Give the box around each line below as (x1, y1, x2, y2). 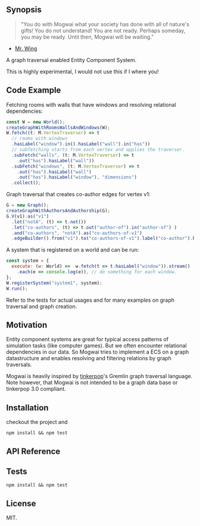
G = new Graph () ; (6, 202, 49, 208)
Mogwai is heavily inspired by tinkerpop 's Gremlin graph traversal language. (6, 373, 193, 380)
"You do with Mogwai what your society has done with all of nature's (20, 20, 189, 27)
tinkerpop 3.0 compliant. (6, 385, 67, 392)
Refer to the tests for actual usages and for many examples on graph (6, 296, 174, 304)
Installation (6, 403, 49, 413)
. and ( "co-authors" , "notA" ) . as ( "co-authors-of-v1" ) (11, 230, 143, 236)
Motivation (6, 320, 48, 330)
